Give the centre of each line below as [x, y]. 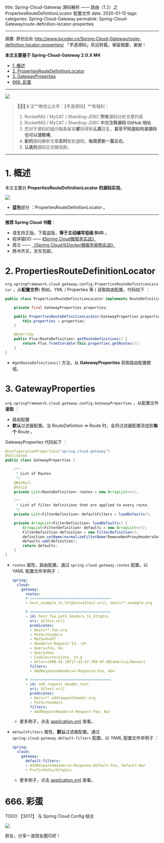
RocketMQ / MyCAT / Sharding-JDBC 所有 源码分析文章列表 [84, 117]
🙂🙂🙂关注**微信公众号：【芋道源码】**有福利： [63, 106]
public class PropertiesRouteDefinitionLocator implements [66, 299]
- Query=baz [42, 653]
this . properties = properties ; [54, 321]
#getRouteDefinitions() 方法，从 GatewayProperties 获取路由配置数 [82, 362]
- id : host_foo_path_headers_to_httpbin [67, 617]
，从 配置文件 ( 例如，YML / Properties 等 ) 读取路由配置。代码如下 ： [82, 289]
